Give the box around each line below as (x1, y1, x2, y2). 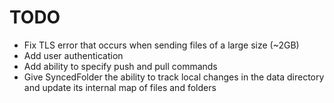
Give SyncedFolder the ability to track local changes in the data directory (23, 71, 325, 83)
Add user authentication (23, 49, 124, 61)
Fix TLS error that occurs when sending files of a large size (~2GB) (23, 39, 300, 51)
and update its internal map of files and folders (23, 81, 217, 93)
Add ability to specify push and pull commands (23, 60, 218, 72)
